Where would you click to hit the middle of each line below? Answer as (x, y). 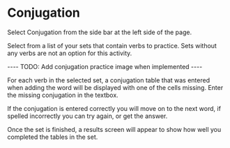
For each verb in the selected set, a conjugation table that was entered (109, 80)
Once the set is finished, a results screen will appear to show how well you (114, 129)
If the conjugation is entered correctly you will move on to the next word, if (114, 108)
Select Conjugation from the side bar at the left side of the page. (100, 32)
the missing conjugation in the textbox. (63, 95)
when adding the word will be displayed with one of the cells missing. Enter (115, 87)
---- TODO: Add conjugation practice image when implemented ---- (105, 66)
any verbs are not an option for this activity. (70, 53)
